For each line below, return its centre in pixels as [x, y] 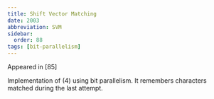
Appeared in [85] [32, 67]
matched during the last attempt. [55, 88]
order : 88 [28, 40]
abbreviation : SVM [34, 27]
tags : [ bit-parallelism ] [44, 47]
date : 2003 [23, 21]
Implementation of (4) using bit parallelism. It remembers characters [107, 81]
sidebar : [20, 34]
